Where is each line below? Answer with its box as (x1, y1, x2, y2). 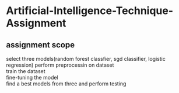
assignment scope (6, 40, 75, 50)
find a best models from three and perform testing (6, 80, 127, 87)
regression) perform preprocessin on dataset (6, 61, 114, 68)
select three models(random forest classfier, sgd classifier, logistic (6, 56, 166, 62)
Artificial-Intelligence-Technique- (6, 4, 174, 18)
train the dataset (6, 68, 45, 74)
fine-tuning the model (6, 74, 58, 81)
